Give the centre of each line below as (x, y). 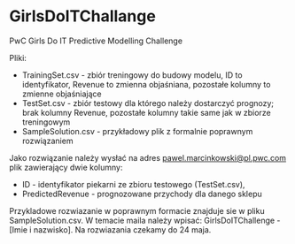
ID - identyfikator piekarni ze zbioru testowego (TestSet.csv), (133, 184)
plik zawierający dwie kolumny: (66, 167)
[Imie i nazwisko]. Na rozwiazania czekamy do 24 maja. (110, 229)
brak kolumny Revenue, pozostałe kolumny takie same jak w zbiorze (147, 112)
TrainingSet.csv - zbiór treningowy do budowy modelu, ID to (132, 75)
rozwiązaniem (47, 141)
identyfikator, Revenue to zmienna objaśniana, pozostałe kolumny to (146, 84)
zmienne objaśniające (62, 94)
